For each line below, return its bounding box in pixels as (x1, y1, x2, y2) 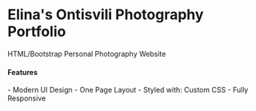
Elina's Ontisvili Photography (7, 6, 204, 24)
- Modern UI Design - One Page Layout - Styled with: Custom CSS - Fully (7, 85, 249, 95)
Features (7, 67, 38, 77)
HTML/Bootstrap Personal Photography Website (7, 49, 166, 58)
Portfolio (7, 22, 66, 41)
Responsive (7, 93, 46, 103)
